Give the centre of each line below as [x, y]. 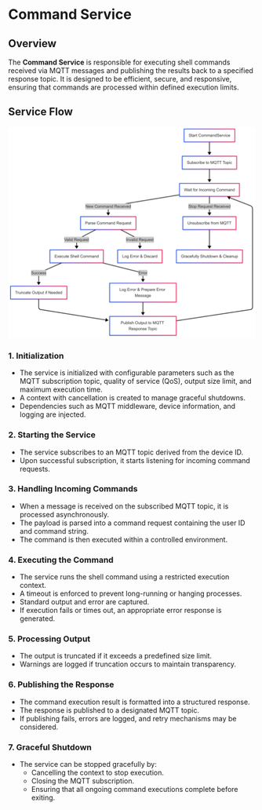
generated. [37, 618]
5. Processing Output [49, 639]
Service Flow [40, 112]
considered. [39, 727]
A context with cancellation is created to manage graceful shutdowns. [132, 398]
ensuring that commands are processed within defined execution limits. [124, 87]
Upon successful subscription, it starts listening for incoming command [135, 460]
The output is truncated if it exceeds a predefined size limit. [116, 656]
